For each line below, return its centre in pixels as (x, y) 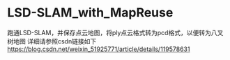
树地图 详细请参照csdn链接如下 (52, 41)
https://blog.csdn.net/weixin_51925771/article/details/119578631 (99, 49)
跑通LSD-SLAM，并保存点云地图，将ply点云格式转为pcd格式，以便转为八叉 (115, 32)
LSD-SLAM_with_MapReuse (90, 13)
